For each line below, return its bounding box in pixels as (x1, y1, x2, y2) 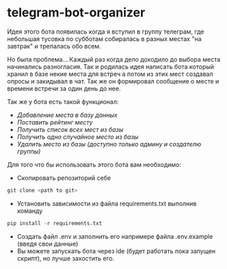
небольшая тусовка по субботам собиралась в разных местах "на (7, 34, 202, 42)
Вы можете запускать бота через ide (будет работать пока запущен (16, 246, 216, 255)
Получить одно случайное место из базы (16, 132, 139, 141)
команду (16, 207, 43, 215)
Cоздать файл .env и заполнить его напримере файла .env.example (16, 232, 213, 240)
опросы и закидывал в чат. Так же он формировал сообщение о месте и (7, 77, 219, 85)
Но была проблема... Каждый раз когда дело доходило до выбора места (7, 55, 221, 63)
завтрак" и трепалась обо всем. (7, 42, 101, 50)
